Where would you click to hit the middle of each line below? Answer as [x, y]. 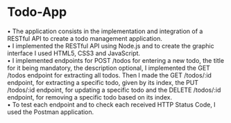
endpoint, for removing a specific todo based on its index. [89, 97]
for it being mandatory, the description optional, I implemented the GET [109, 68]
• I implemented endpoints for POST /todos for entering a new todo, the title [115, 60]
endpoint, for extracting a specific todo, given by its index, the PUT [103, 82]
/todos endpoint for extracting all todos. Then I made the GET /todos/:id [109, 75]
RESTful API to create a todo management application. [85, 38]
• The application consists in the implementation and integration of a [105, 31]
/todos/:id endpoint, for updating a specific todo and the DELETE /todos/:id [114, 90]
